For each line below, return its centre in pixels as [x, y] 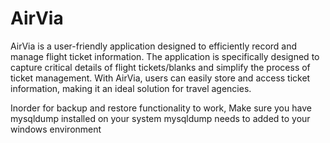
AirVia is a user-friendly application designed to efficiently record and [154, 46]
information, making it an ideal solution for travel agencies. [131, 88]
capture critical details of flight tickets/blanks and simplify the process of [160, 67]
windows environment [56, 129]
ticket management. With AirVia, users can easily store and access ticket [160, 78]
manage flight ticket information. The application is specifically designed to [165, 56]
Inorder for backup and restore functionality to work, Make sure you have [161, 108]
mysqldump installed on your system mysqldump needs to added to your [160, 118]
